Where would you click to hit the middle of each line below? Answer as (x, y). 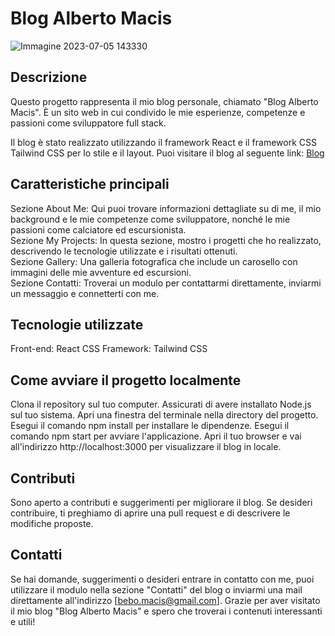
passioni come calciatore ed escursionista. (98, 229)
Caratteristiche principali (90, 184)
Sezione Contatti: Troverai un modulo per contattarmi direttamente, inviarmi (166, 283)
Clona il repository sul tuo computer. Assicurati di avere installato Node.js (161, 404)
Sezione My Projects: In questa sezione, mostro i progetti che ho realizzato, (166, 240)
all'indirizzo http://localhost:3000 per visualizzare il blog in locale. (146, 447)
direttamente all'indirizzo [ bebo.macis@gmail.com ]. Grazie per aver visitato (165, 600)
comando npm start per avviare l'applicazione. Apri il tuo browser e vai (156, 436)
